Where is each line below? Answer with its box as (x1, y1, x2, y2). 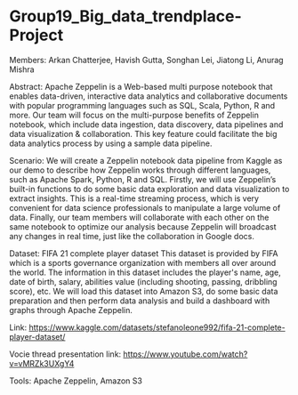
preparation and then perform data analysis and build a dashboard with (9, 295, 270, 306)
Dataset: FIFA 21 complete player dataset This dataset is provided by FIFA (9, 247, 278, 259)
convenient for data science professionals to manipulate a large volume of (9, 202, 281, 213)
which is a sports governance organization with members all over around (9, 257, 277, 268)
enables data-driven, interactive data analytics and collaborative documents (9, 91, 288, 101)
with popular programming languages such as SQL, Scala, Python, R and (9, 100, 276, 110)
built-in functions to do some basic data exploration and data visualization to (9, 183, 290, 194)
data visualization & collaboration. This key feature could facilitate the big (9, 128, 278, 139)
